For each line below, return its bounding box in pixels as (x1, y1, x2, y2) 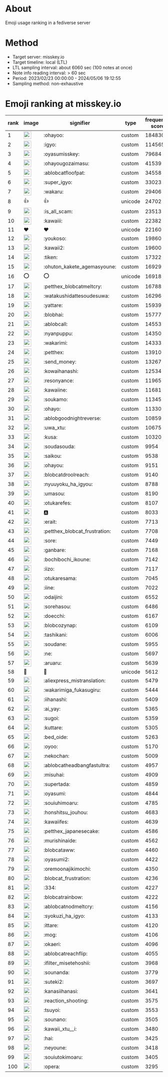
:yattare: (43, 302, 63, 309)
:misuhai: (43, 771, 65, 778)
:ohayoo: (43, 132, 64, 139)
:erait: (43, 518, 57, 525)
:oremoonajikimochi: (43, 865, 91, 872)
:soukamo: (43, 396, 68, 403)
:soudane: (43, 641, 67, 648)
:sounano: (43, 1016, 67, 1023)
